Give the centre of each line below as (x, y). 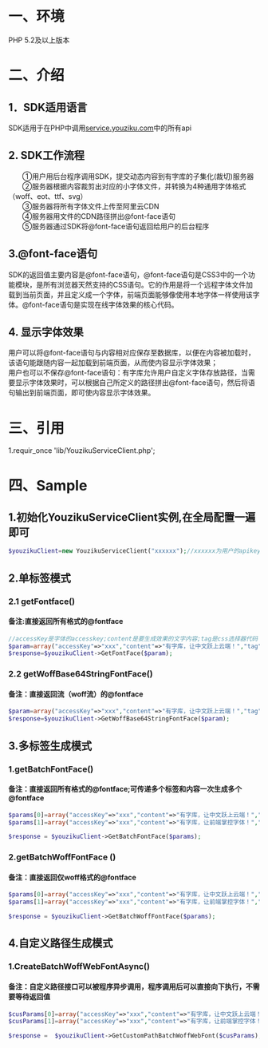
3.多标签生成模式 (50, 746)
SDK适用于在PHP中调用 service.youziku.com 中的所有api (100, 128)
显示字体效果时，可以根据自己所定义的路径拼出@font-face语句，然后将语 (135, 383)
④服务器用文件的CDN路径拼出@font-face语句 (99, 216)
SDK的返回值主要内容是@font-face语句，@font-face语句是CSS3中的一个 (128, 274)
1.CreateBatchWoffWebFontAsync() (79, 967)
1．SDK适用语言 (48, 107)
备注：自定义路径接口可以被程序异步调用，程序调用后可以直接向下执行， (127, 986)
